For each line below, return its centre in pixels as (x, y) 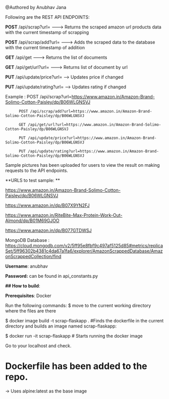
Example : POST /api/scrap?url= (39, 97)
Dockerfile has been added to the (76, 366)
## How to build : (23, 286)
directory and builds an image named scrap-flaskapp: (61, 326)
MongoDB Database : (27, 240)
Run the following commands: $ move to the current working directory (78, 305)
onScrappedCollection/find (33, 256)
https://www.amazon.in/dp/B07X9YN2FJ (47, 205)
